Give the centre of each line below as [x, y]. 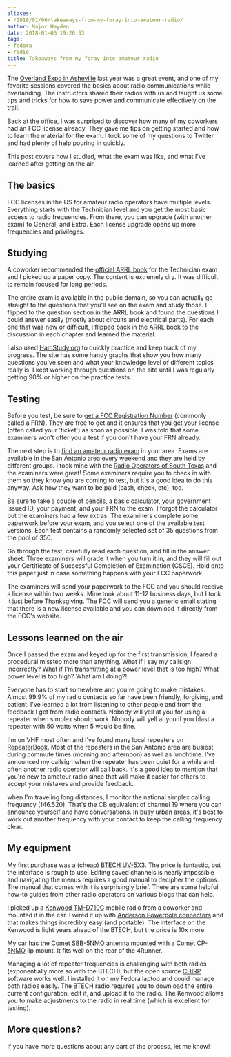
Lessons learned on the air [66, 637]
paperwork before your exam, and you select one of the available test [106, 523]
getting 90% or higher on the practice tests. [69, 377]
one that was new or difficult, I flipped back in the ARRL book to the [103, 327]
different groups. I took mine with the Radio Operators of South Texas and [112, 466]
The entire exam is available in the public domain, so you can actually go [110, 298]
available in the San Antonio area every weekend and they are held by [106, 458]
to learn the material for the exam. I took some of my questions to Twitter [111, 135]
